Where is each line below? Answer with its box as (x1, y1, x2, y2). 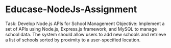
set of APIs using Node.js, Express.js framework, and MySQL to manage (5, 26, 157, 32)
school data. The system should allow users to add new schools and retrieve (5, 31, 166, 37)
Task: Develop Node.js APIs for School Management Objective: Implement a (5, 20, 165, 27)
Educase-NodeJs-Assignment (5, 4, 137, 15)
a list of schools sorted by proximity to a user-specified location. (5, 37, 141, 43)
